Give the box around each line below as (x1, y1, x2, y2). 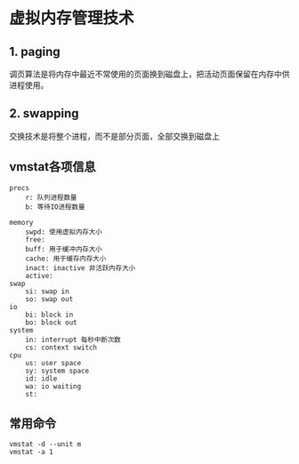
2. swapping (9, 106, 79, 121)
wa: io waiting (25, 381, 82, 391)
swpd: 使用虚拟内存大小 (25, 228, 102, 236)
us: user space (25, 358, 82, 367)
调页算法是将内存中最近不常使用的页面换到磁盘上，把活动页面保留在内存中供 (9, 68, 290, 79)
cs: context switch (25, 343, 98, 352)
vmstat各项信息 (9, 159, 96, 174)
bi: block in (25, 310, 74, 319)
